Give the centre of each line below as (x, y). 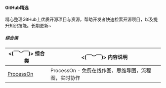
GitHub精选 (17, 7)
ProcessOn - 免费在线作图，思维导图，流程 (101, 71)
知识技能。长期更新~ (30, 26)
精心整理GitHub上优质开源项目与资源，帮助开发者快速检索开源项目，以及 (79, 19)
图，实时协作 (65, 78)
